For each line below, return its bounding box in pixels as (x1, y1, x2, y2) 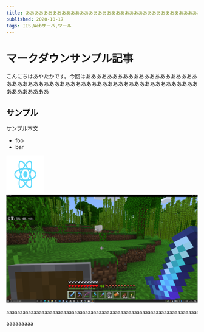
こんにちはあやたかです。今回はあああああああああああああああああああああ (6, 73, 197, 80)
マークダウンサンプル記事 (6, 52, 134, 65)
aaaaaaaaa (6, 320, 33, 327)
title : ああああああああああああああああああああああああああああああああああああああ (6, 10, 197, 16)
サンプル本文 (6, 125, 38, 132)
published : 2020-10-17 (6, 16, 64, 22)
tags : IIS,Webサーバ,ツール (6, 22, 72, 29)
